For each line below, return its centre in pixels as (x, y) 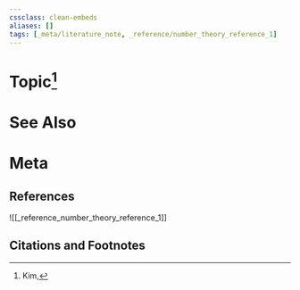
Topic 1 (33, 80)
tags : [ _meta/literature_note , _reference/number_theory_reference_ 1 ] (143, 34)
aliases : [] (31, 26)
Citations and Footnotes (77, 246)
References (42, 196)
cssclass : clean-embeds (54, 17)
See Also (43, 123)
